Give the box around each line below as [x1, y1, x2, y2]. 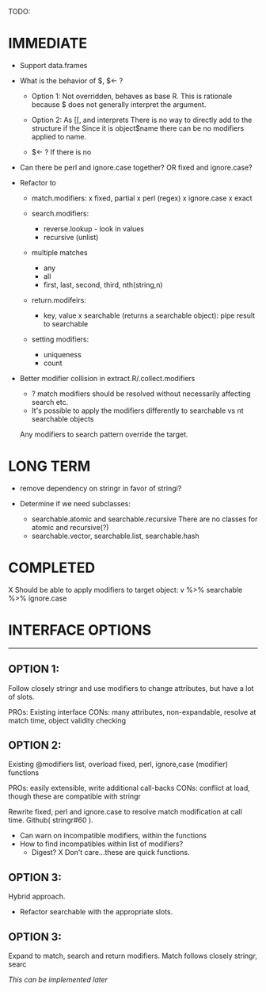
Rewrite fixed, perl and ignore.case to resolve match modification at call [8, 807, 243, 817]
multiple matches [31, 247, 89, 257]
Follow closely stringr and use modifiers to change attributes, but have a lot [8, 683, 254, 692]
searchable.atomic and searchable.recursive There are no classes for [31, 514, 258, 524]
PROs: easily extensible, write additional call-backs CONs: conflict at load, [8, 784, 251, 793]
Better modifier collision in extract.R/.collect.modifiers [19, 373, 196, 383]
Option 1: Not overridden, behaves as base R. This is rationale [31, 91, 233, 101]
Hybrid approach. [8, 891, 66, 902]
